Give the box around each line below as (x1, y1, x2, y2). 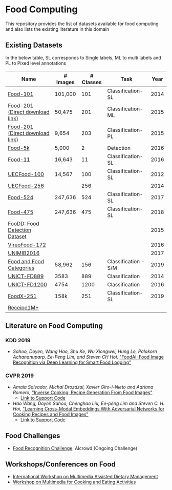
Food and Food (8, 258, 45, 265)
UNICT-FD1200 (8, 281, 47, 288)
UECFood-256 (8, 182, 45, 189)
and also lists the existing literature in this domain (5, 26, 109, 32)
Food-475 (8, 208, 34, 215)
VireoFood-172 (8, 241, 46, 248)
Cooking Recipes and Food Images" (12, 411, 89, 417)
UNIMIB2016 (8, 249, 40, 257)
